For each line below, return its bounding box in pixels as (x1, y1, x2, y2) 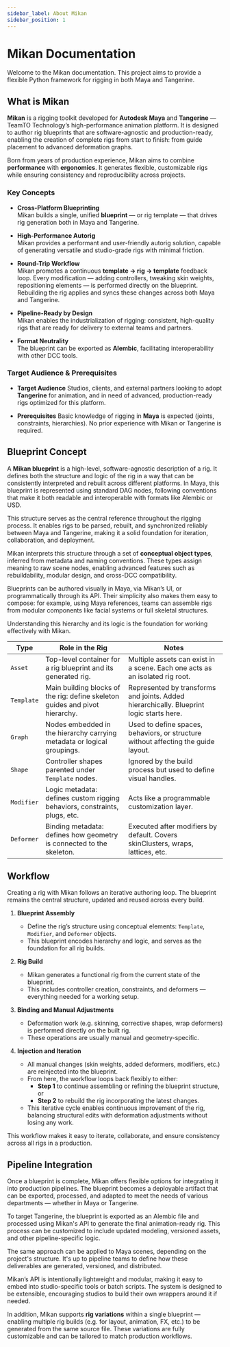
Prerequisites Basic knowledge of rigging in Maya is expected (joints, (16, 412, 214, 420)
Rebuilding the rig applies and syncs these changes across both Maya (16, 288, 215, 297)
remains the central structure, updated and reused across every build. (7, 895, 205, 904)
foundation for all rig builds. (27, 944, 105, 952)
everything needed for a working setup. (27, 993, 139, 1001)
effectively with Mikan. (7, 626, 71, 634)
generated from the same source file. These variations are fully (7, 1325, 185, 1333)
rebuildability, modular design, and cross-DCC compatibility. (7, 571, 177, 579)
